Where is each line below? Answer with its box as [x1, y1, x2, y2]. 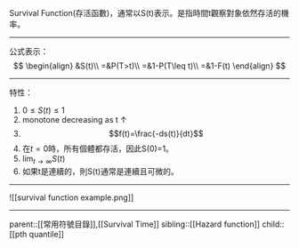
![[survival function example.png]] [9, 192, 134, 203]
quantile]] [28, 228, 65, 239]
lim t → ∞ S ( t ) [21, 154, 66, 166]
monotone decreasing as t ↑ [21, 115, 127, 124]
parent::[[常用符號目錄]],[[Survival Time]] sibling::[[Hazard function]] [9, 219, 261, 229]
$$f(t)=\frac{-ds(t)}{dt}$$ [108, 128, 204, 139]
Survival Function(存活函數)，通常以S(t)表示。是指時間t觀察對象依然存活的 [9, 8, 282, 18]
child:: [262, 219, 285, 229]
